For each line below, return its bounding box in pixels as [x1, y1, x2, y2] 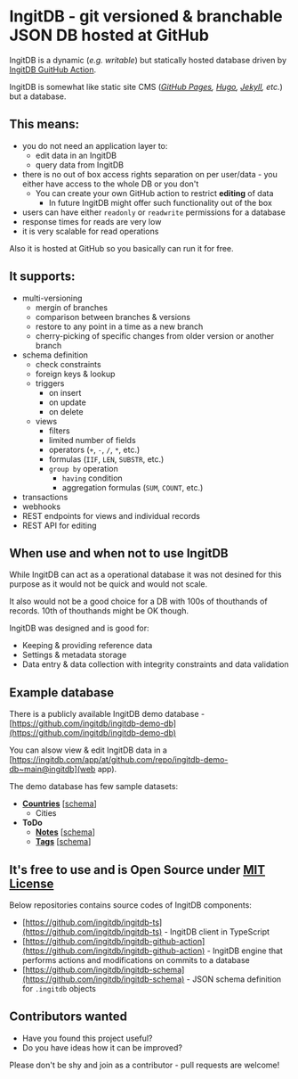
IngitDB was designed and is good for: [9, 622, 149, 634]
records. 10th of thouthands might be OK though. [9, 605, 189, 616]
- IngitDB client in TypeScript [164, 927, 270, 937]
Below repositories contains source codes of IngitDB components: [9, 900, 252, 910]
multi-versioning [21, 292, 83, 303]
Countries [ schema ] [21, 798, 98, 809]
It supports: [9, 269, 76, 284]
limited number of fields [48, 434, 136, 445]
